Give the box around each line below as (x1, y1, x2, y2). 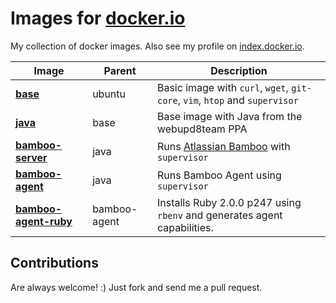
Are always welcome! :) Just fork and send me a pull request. (10, 281, 263, 293)
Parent (103, 63, 137, 77)
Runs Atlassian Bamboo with (156, 139, 291, 153)
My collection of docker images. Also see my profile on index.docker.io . (10, 40, 305, 52)
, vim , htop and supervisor (177, 93, 299, 107)
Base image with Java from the (156, 109, 303, 123)
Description (210, 63, 268, 77)
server (15, 150, 48, 164)
